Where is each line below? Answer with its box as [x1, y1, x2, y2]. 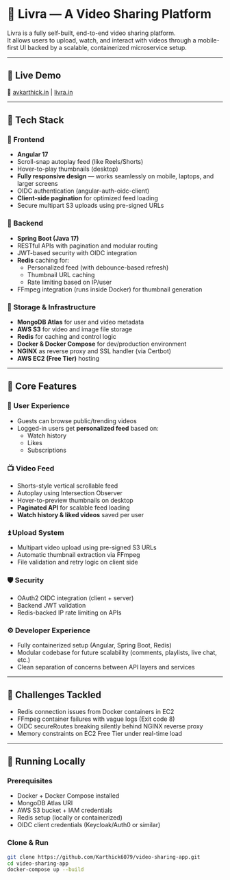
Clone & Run [7, 838, 49, 848]
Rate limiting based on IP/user [27, 278, 112, 286]
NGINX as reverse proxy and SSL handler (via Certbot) [16, 347, 172, 355]
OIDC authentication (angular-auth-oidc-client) [16, 187, 150, 195]
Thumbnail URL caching [27, 270, 95, 278]
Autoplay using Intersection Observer [16, 489, 123, 497]
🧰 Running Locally [7, 756, 86, 768]
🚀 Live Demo [7, 70, 62, 82]
